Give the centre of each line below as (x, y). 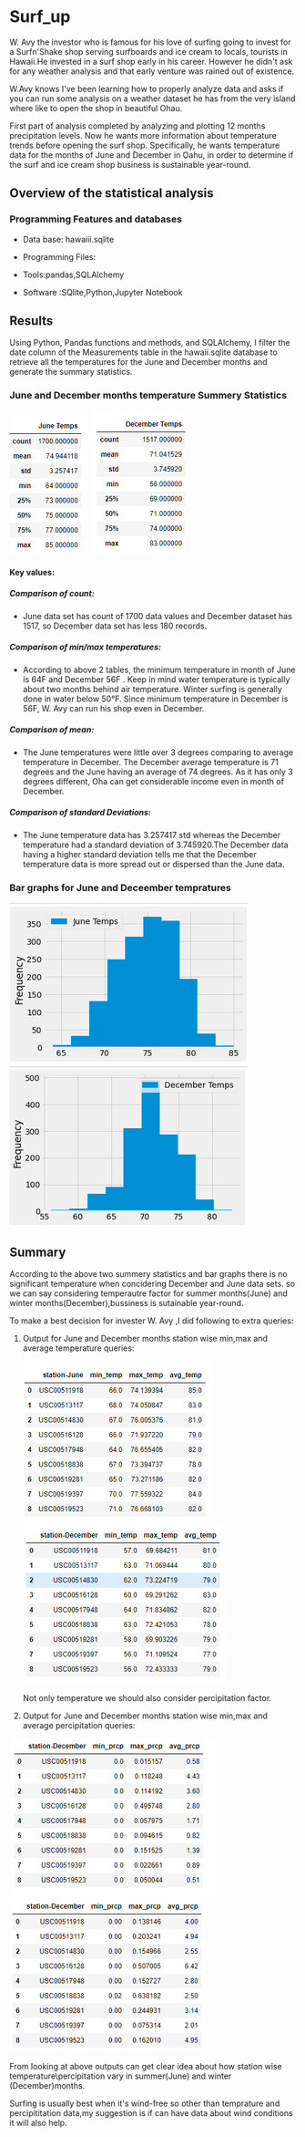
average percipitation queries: (79, 1726)
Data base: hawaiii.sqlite (68, 239)
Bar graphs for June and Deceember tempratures (121, 888)
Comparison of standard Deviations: (81, 812)
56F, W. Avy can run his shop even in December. (113, 709)
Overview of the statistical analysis (112, 193)
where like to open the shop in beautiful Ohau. (96, 108)
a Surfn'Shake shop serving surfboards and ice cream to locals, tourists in (149, 51)
